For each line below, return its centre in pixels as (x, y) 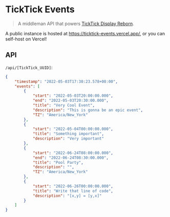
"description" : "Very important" (68, 139)
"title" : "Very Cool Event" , (64, 105)
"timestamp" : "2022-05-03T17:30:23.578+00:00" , (66, 81)
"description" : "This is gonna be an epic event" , (88, 110)
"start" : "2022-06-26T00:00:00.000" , (73, 186)
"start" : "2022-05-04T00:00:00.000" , (73, 129)
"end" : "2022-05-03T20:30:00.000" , (71, 101)
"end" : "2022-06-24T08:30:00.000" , (71, 158)
